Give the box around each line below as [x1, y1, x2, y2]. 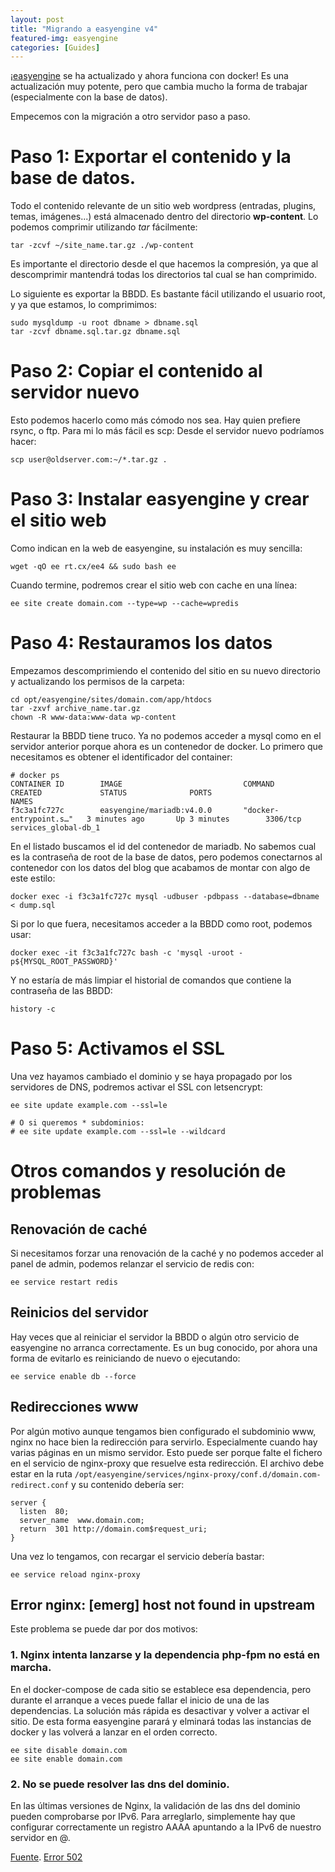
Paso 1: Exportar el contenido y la [10, 146, 292, 168]
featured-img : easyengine [10, 33, 118, 43]
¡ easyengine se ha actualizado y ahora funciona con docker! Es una [10, 70, 289, 82]
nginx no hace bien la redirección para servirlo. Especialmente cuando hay [10, 1436, 318, 1448]
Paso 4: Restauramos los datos [10, 632, 273, 655]
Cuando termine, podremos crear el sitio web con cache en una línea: [10, 579, 298, 591]
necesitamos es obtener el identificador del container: [10, 751, 233, 763]
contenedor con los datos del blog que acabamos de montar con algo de [10, 862, 311, 873]
